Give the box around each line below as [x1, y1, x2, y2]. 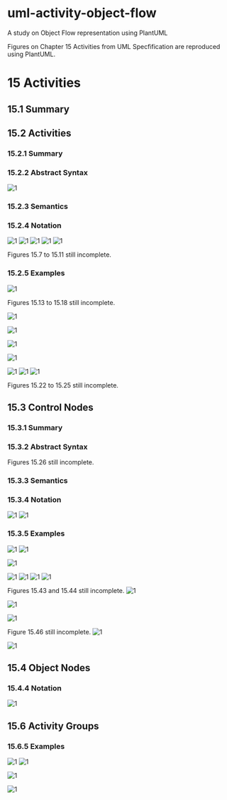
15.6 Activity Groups [7, 720, 99, 732]
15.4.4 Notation [7, 683, 62, 693]
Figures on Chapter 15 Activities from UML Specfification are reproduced [7, 42, 221, 50]
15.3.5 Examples [7, 528, 65, 538]
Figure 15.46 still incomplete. [7, 627, 92, 636]
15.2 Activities [7, 127, 72, 139]
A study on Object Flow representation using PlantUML [7, 28, 168, 37]
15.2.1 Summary [7, 148, 63, 158]
